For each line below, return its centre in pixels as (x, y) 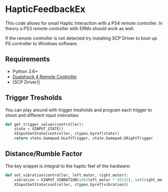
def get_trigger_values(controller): (44, 124)
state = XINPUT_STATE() (39, 129)
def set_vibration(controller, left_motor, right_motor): (67, 175)
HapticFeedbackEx (45, 9)
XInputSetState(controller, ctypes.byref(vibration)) (71, 184)
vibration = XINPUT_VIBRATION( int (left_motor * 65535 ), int (78, 180)
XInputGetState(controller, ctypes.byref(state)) (67, 134)
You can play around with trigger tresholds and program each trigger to (79, 110)
